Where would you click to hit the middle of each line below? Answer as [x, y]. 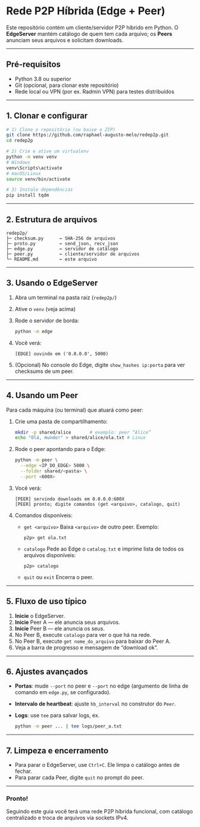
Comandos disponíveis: [43, 515]
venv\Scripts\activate [34, 168]
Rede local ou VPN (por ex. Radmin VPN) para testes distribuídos [94, 91]
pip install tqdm [28, 195]
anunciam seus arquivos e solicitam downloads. [65, 40]
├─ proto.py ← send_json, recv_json [62, 244]
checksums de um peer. [44, 371]
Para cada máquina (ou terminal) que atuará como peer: [75, 410]
